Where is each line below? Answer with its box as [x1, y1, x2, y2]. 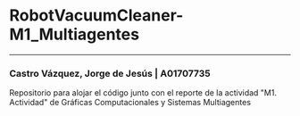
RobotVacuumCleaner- [9, 5, 184, 26]
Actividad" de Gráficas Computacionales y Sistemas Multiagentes [9, 97, 252, 108]
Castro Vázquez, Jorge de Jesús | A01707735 [9, 67, 212, 79]
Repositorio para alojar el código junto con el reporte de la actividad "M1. [9, 87, 277, 98]
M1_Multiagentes [9, 24, 140, 45]
